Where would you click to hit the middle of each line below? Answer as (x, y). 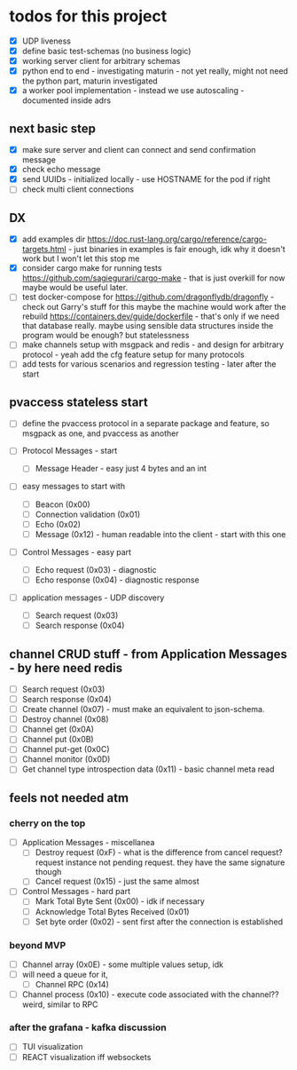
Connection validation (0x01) (88, 514)
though (48, 872)
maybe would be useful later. (75, 288)
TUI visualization (52, 1047)
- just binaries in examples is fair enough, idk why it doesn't (176, 250)
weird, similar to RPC (60, 1004)
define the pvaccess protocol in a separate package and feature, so (146, 424)
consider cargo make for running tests (92, 268)
